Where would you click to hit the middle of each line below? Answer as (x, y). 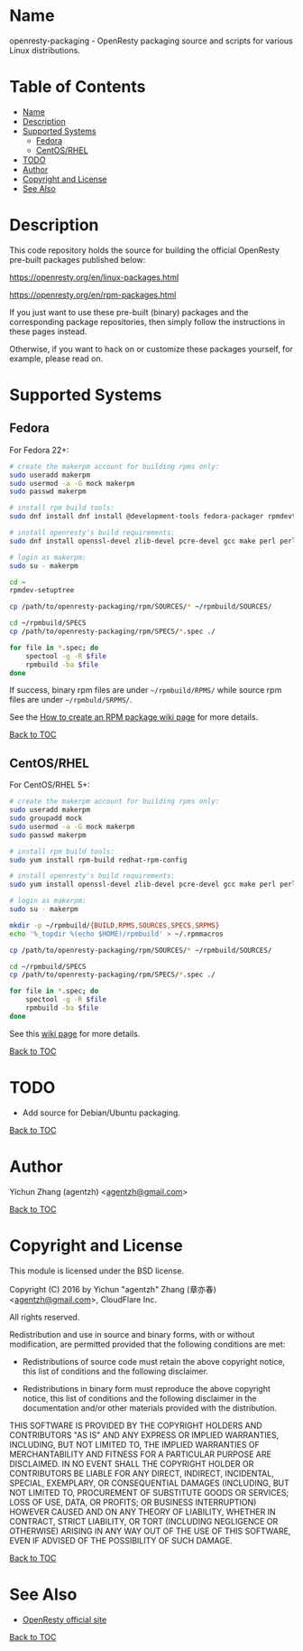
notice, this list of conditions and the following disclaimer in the (139, 1398)
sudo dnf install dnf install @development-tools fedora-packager (137, 517)
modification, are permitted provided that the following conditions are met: (147, 1344)
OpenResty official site (64, 1619)
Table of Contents (78, 87)
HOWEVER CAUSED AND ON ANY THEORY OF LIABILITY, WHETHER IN (143, 1511)
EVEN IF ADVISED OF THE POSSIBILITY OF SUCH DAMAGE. (121, 1540)
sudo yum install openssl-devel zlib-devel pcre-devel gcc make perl (143, 885)
